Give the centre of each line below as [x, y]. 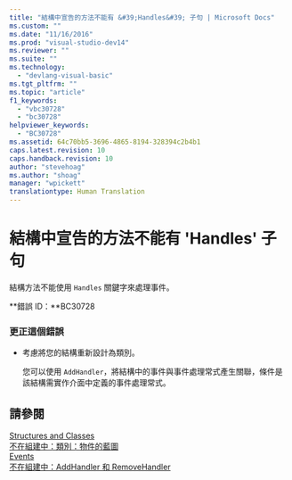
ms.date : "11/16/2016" [51, 34]
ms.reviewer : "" [39, 51]
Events [22, 457]
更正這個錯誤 [37, 331]
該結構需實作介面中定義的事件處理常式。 [96, 383]
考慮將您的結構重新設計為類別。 [81, 352]
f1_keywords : [33, 100]
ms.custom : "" [36, 26]
